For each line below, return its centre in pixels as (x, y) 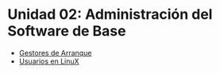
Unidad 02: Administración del (110, 15)
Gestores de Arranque (55, 53)
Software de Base (67, 31)
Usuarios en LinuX (49, 61)
